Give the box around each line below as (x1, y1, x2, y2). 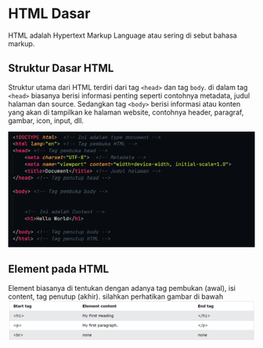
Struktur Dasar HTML (8, 62, 114, 75)
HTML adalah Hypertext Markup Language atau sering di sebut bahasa (8, 31, 237, 40)
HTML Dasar (8, 5, 91, 23)
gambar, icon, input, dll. (8, 115, 85, 125)
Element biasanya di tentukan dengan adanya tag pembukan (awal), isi (8, 283, 236, 292)
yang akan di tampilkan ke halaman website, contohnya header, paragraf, (8, 107, 244, 117)
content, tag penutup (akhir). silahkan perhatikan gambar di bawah (8, 292, 224, 301)
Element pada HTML (8, 263, 110, 276)
